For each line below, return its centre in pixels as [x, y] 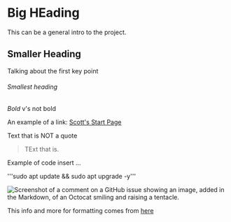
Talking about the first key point [53, 71]
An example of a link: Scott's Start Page [64, 122]
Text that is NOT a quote [42, 135]
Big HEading [43, 13]
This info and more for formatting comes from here [80, 210]
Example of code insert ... [44, 163]
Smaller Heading [44, 54]
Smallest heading [33, 87]
